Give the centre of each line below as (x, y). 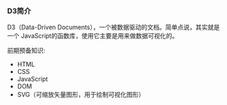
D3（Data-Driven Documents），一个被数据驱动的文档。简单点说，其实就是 (113, 27)
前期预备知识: (27, 50)
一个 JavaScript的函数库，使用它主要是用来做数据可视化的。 (93, 36)
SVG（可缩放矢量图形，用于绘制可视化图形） (81, 95)
